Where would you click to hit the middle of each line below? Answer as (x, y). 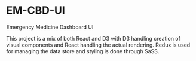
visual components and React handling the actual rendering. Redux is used (98, 45)
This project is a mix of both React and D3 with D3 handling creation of (94, 38)
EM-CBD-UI (36, 10)
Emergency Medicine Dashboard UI (50, 27)
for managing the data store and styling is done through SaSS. (83, 51)
